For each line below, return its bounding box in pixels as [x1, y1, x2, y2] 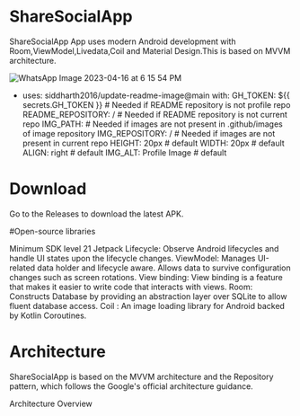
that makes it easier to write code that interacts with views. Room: [9, 281, 253, 292]
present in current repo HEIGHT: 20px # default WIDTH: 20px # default [22, 137, 285, 148]
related [9, 262, 36, 273]
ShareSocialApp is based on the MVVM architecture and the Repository [9, 371, 274, 382]
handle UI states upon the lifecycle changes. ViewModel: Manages [9, 252, 256, 263]
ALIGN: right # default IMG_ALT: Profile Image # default [22, 146, 227, 158]
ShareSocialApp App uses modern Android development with [9, 36, 236, 47]
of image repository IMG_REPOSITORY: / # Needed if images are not [22, 128, 276, 138]
